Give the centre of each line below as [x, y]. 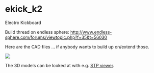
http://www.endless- [91, 32]
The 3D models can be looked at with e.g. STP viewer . [60, 65]
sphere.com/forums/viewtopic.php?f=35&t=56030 [56, 37]
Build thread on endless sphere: [37, 32]
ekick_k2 [24, 9]
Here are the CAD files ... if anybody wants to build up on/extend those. [77, 47]
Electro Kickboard [23, 23]
